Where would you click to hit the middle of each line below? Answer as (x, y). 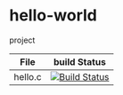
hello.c (28, 76)
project (22, 40)
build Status (80, 61)
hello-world (53, 16)
